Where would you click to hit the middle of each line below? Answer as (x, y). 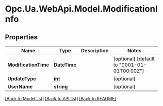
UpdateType (22, 79)
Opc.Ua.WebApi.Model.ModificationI (81, 9)
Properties (21, 37)
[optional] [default (134, 59)
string (61, 87)
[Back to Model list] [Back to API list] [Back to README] (61, 98)
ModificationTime (28, 65)
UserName (20, 87)
